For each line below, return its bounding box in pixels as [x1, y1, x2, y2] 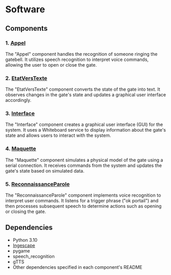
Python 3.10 [12, 237, 37, 243]
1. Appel [5, 39, 26, 47]
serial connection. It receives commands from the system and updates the [5, 162, 162, 168]
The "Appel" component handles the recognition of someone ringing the [5, 51, 158, 57]
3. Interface [5, 110, 35, 117]
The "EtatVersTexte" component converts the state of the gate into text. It [5, 86, 160, 93]
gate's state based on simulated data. [5, 167, 84, 174]
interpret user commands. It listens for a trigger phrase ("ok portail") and [5, 198, 159, 204]
